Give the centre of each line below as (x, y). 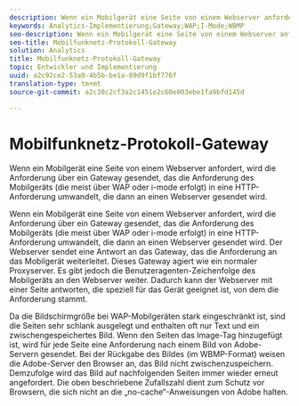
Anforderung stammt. (48, 299)
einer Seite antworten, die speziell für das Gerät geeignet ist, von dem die (144, 289)
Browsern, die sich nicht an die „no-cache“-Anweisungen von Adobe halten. (149, 392)
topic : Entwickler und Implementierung (83, 68)
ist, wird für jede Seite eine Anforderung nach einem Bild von (121, 345)
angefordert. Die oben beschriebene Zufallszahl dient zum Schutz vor (137, 383)
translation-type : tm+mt (55, 84)
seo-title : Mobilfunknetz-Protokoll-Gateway (93, 42)
